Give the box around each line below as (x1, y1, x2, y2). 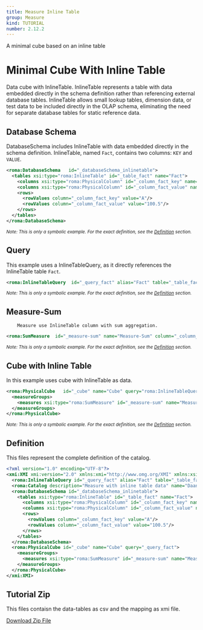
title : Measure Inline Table (6, 8, 80, 15)
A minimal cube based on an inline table (6, 42, 106, 50)
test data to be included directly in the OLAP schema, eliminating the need (6, 103, 191, 110)
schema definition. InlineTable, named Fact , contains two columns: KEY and (6, 149, 192, 156)
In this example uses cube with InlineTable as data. (6, 376, 133, 384)
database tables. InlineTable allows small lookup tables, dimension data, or (6, 96, 192, 103)
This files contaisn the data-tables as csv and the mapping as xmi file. (6, 605, 180, 612)
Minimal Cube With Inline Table (6, 63, 166, 77)
